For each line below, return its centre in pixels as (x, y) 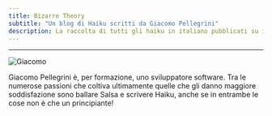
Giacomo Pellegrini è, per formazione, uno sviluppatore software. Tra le (127, 77)
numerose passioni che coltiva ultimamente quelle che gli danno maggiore (132, 86)
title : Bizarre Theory (47, 16)
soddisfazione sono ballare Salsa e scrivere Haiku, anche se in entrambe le (134, 95)
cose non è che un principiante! (61, 103)
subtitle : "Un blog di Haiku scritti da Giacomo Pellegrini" (114, 24)
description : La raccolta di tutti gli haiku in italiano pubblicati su (134, 31)
